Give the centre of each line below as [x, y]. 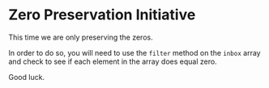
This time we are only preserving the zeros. [81, 37]
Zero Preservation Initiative [102, 15]
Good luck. [27, 77]
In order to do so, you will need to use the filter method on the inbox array [134, 52]
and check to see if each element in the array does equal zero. [113, 61]
